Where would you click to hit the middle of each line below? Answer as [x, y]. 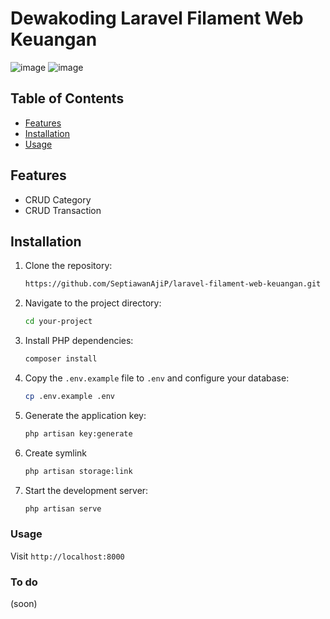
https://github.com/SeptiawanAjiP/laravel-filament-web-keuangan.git [173, 284]
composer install [61, 359]
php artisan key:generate [78, 433]
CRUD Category [58, 199]
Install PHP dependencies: [79, 341]
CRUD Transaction [63, 210]
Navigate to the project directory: [93, 303]
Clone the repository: [68, 266]
